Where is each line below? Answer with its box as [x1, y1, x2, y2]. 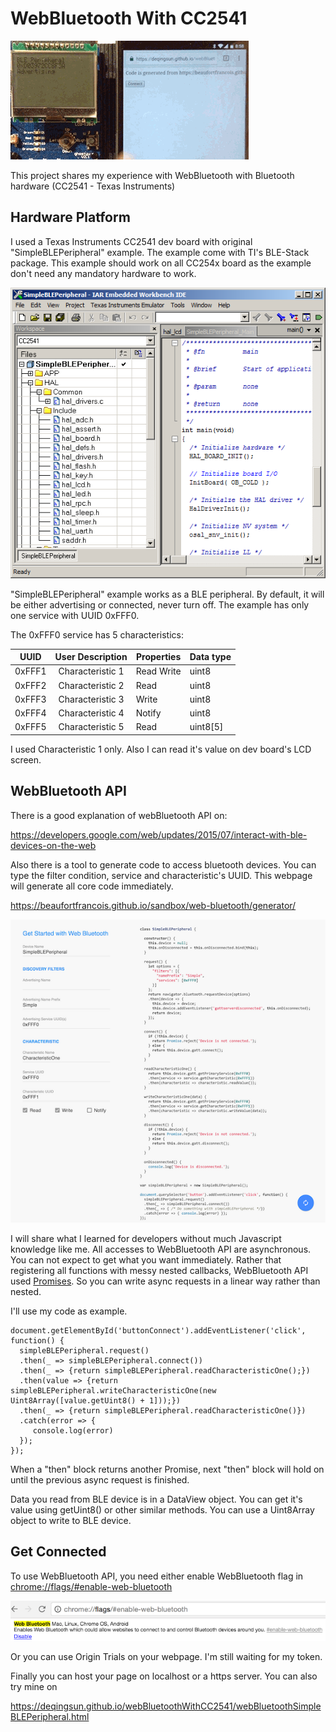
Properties [136, 651, 182, 662]
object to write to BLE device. [10, 1514, 132, 1526]
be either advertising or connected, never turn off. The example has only [10, 598, 310, 611]
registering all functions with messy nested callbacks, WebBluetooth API [10, 1264, 309, 1276]
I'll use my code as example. [10, 1305, 128, 1317]
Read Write [135, 665, 182, 677]
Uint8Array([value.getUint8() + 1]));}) [10, 1395, 182, 1406]
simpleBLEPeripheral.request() [19, 1345, 150, 1356]
